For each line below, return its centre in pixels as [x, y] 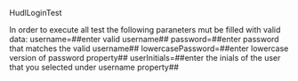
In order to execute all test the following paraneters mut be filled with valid [145, 29]
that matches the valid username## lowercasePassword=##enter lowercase [149, 48]
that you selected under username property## [94, 67]
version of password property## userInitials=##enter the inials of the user [145, 58]
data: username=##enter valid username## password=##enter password [144, 39]
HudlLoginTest [36, 13]
